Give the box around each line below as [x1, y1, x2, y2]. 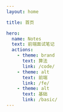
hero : [6, 30, 20, 36]
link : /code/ [22, 63, 55, 69]
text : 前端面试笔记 [11, 41, 55, 48]
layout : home [6, 8, 39, 15]
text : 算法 [22, 58, 48, 64]
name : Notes [11, 36, 42, 42]
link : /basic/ [22, 97, 58, 103]
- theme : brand [17, 52, 55, 58]
